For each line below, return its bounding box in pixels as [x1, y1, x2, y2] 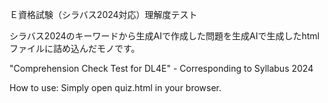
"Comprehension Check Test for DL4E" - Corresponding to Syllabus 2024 [9, 63, 314, 74]
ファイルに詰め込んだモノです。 [9, 43, 141, 54]
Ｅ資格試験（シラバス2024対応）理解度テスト [9, 9, 198, 20]
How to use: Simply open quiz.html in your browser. [9, 82, 222, 93]
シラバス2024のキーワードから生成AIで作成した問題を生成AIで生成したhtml [9, 30, 320, 42]
